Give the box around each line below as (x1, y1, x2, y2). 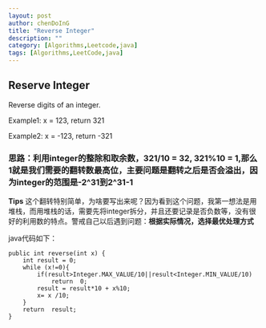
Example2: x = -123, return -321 (8, 131, 113, 140)
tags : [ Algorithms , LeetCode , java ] (8, 49, 124, 57)
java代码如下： (8, 233, 58, 243)
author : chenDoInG (8, 19, 70, 27)
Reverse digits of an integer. (8, 99, 101, 109)
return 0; (50, 277, 88, 285)
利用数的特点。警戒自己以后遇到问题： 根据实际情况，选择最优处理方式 (22, 217, 254, 226)
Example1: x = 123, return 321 (8, 115, 105, 125)
